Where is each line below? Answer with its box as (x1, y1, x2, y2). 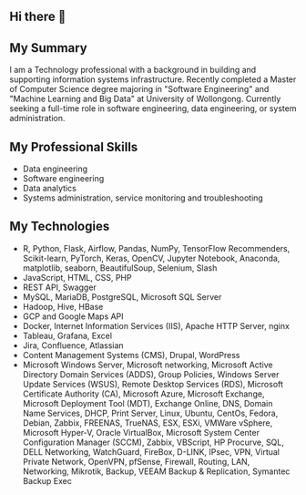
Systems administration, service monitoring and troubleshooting (22, 192, 264, 203)
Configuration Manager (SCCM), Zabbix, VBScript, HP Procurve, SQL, (22, 437, 285, 448)
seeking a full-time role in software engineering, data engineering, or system (9, 103, 297, 114)
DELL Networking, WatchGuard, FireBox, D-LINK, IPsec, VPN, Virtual (22, 446, 280, 457)
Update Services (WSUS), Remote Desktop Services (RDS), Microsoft (22, 378, 284, 389)
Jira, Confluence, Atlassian (22, 339, 125, 351)
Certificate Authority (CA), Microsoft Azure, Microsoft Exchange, (22, 388, 265, 399)
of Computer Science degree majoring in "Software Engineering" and (9, 84, 270, 95)
